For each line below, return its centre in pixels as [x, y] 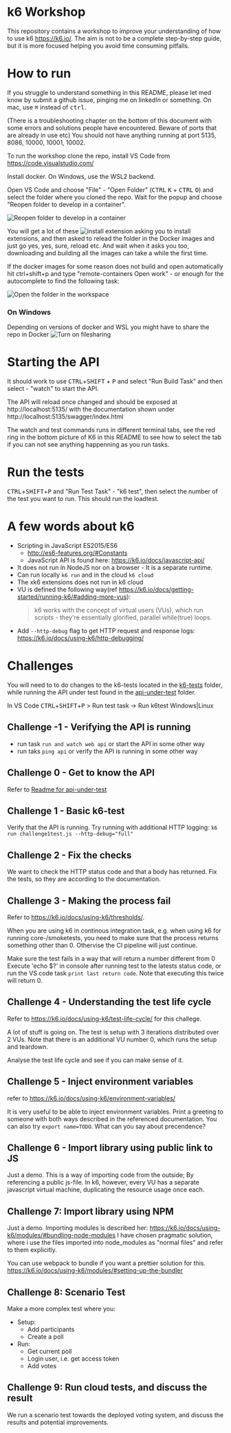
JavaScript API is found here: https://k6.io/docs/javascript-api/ [116, 560]
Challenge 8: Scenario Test [66, 1292]
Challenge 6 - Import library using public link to [110, 1148]
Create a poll [45, 1337]
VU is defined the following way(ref [67, 589]
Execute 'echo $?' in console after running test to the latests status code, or [114, 966]
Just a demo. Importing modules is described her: [78, 1228]
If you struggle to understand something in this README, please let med [109, 92]
